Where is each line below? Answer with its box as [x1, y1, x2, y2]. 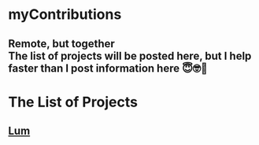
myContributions [8, 6, 122, 24]
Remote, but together [8, 37, 116, 50]
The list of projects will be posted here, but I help [8, 49, 252, 62]
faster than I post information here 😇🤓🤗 [8, 61, 209, 75]
